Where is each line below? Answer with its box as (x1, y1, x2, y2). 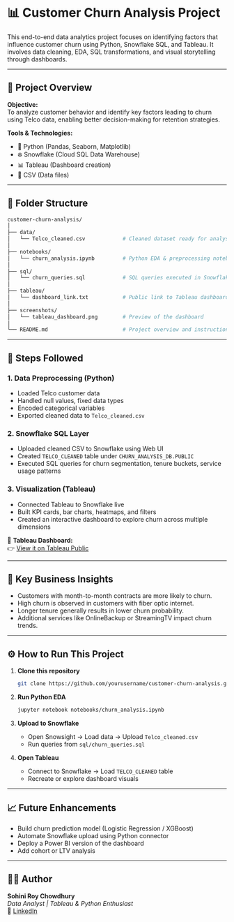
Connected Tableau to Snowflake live (17, 500, 125, 508)
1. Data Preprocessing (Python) (7, 373, 115, 383)
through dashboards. (7, 54, 68, 63)
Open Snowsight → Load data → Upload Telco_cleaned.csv (27, 732, 198, 740)
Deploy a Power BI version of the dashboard (17, 839, 144, 847)
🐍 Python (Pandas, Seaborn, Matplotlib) (17, 142, 131, 150)
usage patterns (17, 467, 61, 475)
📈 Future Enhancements (7, 802, 117, 814)
